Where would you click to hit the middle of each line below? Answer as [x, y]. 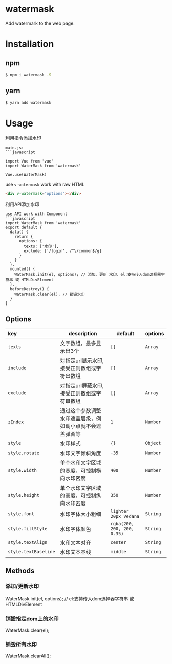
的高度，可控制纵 [81, 496]
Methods [20, 571]
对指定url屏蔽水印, [82, 386]
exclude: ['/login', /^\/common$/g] [63, 251]
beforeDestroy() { [30, 289]
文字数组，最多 [78, 344]
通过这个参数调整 [81, 411]
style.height [24, 495]
